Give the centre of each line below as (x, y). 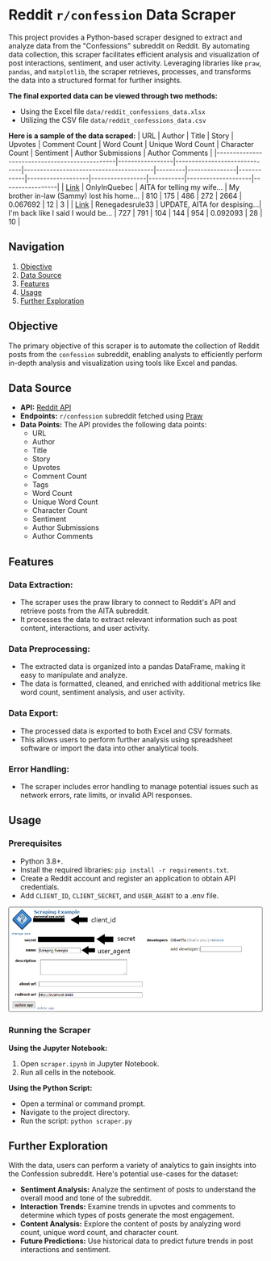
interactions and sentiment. (65, 1250)
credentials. (40, 887)
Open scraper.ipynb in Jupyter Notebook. (90, 1063)
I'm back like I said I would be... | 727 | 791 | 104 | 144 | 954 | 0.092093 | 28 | (135, 212)
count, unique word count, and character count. (100, 1233)
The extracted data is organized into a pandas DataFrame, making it (133, 666)
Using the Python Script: (50, 1087)
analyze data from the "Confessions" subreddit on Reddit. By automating (129, 45)
